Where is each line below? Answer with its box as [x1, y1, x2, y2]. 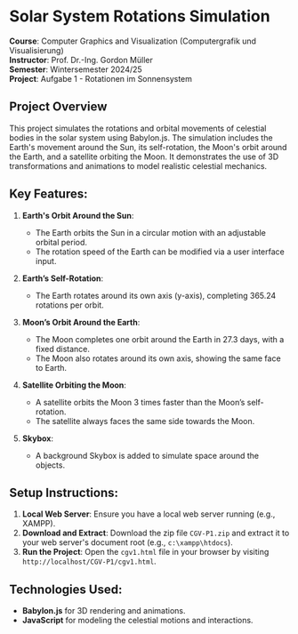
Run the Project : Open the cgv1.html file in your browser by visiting [21, 547, 270, 558]
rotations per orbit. [35, 300, 104, 310]
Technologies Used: [9, 582, 123, 597]
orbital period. [35, 237, 87, 247]
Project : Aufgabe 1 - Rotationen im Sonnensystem [9, 73, 193, 84]
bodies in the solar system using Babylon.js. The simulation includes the [9, 132, 273, 143]
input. [35, 255, 57, 266]
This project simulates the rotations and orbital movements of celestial [9, 123, 267, 133]
